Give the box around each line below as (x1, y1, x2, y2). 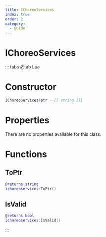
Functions (5, 149, 47, 160)
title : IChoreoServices (5, 7, 54, 12)
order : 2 (5, 16, 23, 21)
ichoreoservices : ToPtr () (5, 186, 56, 191)
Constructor (5, 81, 57, 93)
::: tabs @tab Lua (5, 64, 40, 70)
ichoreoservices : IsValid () (5, 218, 61, 223)
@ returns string (5, 182, 39, 187)
